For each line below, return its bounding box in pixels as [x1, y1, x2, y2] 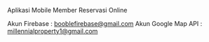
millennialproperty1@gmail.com [7, 27, 98, 35]
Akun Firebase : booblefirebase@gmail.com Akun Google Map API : [7, 20, 203, 27]
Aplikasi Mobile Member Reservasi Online [7, 6, 128, 14]
